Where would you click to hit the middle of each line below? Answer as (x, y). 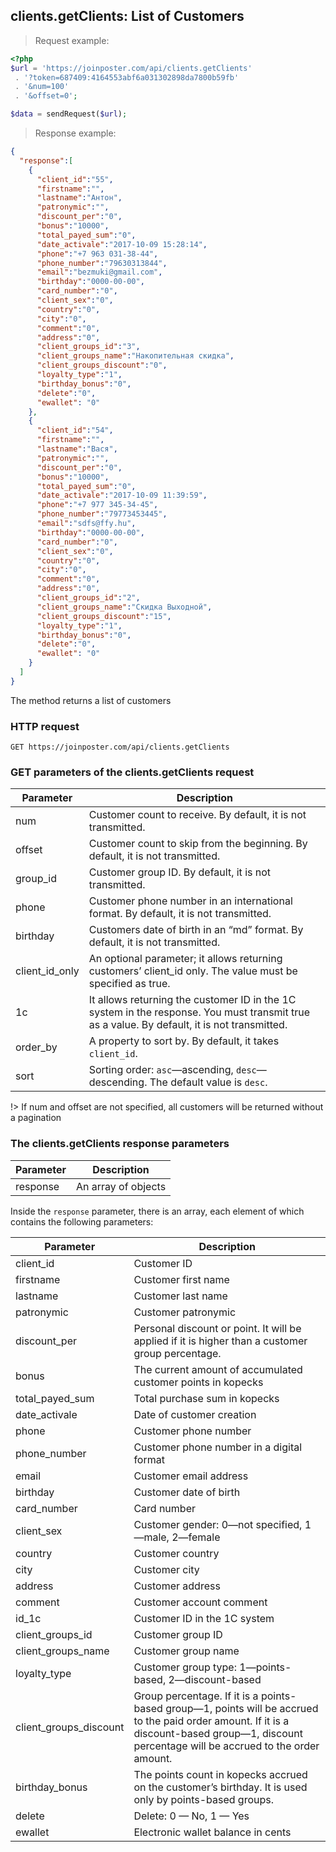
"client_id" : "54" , (75, 430)
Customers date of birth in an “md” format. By (196, 930)
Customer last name (180, 1296)
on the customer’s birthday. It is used (220, 1787)
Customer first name (181, 1279)
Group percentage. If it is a (196, 1696)
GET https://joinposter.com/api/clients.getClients (120, 747)
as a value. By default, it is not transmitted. (188, 1025)
